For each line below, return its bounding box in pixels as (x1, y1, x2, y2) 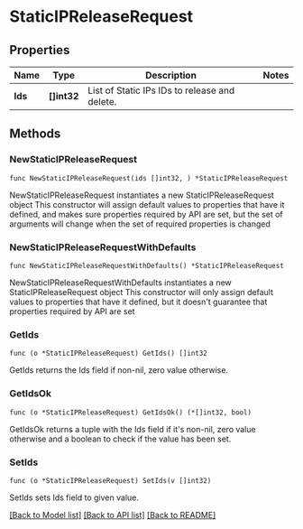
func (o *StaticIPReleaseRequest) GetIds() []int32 (9, 349, 207, 358)
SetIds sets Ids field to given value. (9, 492, 140, 503)
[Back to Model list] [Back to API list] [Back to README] (9, 509, 216, 520)
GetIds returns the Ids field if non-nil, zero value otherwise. (9, 365, 228, 376)
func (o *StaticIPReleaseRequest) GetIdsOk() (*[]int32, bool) (9, 408, 252, 417)
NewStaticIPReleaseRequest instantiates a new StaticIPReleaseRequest (9, 190, 275, 200)
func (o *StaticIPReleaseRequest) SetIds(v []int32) (9, 476, 212, 485)
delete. (87, 96, 117, 107)
